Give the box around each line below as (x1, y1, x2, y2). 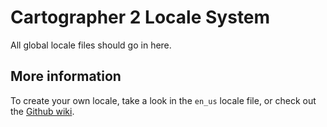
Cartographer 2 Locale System (10, 6, 271, 29)
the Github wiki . (10, 105, 75, 117)
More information (10, 68, 122, 85)
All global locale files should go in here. (10, 39, 172, 51)
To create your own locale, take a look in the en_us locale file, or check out (10, 94, 317, 106)
